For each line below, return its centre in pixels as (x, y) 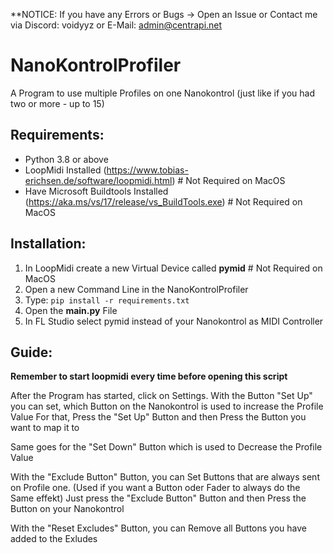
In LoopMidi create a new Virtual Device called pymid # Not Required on (173, 268)
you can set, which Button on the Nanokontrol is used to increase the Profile (167, 406)
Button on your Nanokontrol (67, 509)
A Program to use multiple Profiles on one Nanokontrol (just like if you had (163, 93)
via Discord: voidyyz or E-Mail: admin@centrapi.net (116, 25)
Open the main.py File (71, 310)
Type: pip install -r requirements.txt (107, 300)
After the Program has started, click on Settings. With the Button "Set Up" (161, 396)
